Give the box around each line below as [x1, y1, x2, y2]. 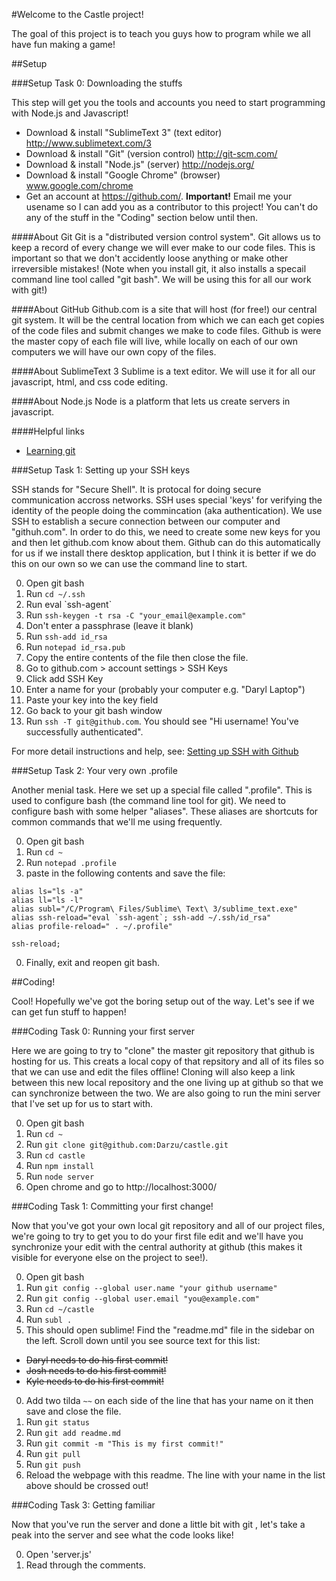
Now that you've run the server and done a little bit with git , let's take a [11, 1519, 306, 1530]
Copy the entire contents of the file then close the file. [25, 652, 249, 663]
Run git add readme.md [25, 1427, 121, 1438]
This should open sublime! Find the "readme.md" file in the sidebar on [25, 1324, 315, 1336]
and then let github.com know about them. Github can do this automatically [11, 537, 321, 548]
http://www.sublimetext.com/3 [25, 137, 152, 149]
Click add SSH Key [25, 673, 104, 684]
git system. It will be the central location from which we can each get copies [11, 314, 325, 326]
